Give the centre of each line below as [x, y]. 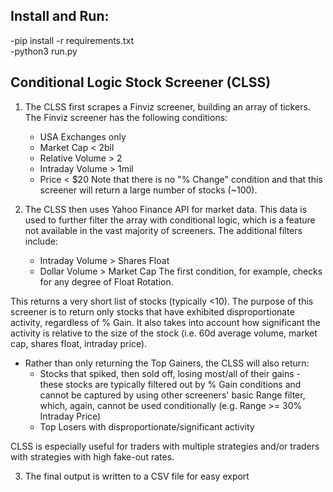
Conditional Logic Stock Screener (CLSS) [141, 82]
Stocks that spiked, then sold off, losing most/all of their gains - [170, 373]
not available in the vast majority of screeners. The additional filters [163, 230]
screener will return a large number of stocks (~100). [148, 190]
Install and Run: [60, 16]
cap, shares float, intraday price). [79, 343]
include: [41, 241]
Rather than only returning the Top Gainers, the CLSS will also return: [167, 363]
